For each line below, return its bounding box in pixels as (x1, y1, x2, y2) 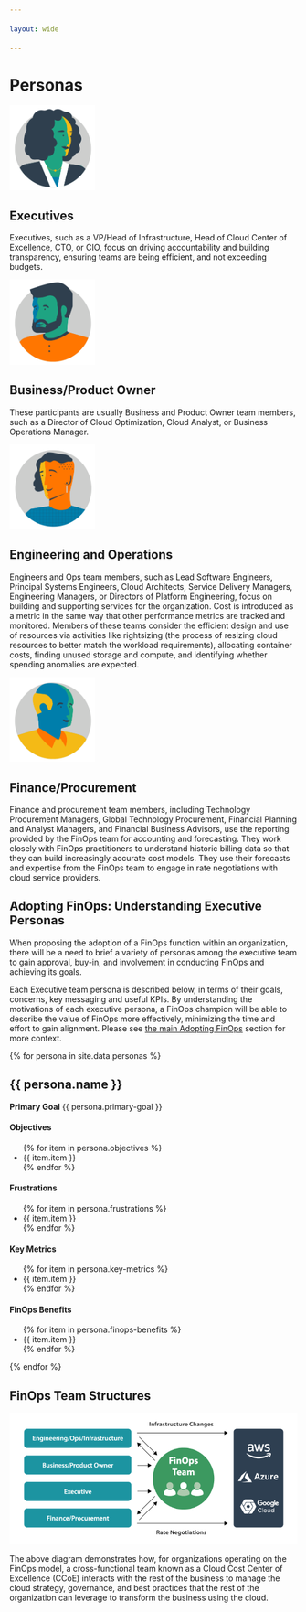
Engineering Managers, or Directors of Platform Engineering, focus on (9, 591, 272, 602)
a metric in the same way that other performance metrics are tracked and (9, 610, 286, 621)
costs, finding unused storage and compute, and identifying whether (9, 649, 268, 660)
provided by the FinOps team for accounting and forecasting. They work (9, 833, 281, 844)
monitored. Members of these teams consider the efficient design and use (9, 620, 290, 631)
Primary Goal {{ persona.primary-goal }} (9, 1101, 163, 1112)
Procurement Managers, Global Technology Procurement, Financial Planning (9, 814, 298, 825)
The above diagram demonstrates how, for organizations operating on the (9, 1553, 288, 1564)
